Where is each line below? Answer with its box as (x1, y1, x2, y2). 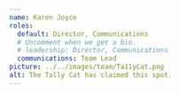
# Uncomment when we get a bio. (17, 37, 137, 47)
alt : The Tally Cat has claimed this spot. (9, 71, 173, 80)
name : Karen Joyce (9, 12, 77, 22)
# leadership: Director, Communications (17, 46, 168, 55)
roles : (9, 21, 34, 30)
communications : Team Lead (17, 54, 117, 63)
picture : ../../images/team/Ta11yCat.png (9, 63, 165, 72)
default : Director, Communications (17, 29, 149, 38)
